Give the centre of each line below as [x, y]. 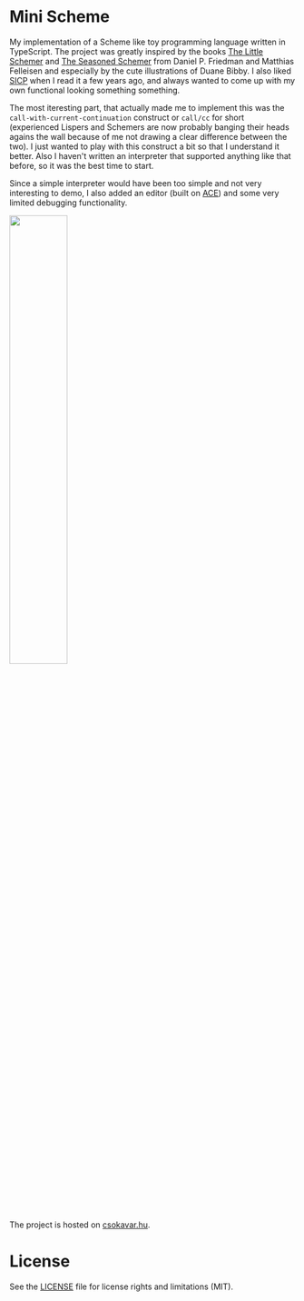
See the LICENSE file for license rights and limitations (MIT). [122, 1286]
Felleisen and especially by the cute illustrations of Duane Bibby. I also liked [151, 71]
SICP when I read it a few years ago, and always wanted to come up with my [152, 80]
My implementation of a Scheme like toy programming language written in [147, 42]
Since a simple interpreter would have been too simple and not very [136, 183]
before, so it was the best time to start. [82, 165]
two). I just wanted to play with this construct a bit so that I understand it [144, 146]
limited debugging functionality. [69, 203]
